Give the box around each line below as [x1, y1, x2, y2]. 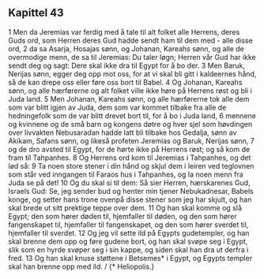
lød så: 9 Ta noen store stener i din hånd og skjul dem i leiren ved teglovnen [8, 161, 255, 170]
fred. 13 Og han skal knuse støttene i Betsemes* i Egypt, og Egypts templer [8, 253, 253, 262]
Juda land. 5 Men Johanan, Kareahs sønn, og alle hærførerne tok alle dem [8, 94, 250, 103]
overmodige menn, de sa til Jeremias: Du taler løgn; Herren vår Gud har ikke [8, 52, 256, 61]
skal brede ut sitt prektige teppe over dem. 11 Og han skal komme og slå [8, 203, 243, 212]
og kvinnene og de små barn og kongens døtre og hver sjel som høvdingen [8, 119, 253, 128]
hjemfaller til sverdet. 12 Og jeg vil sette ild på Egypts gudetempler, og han [8, 228, 250, 237]
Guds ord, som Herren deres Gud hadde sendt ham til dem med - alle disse [8, 35, 253, 45]
